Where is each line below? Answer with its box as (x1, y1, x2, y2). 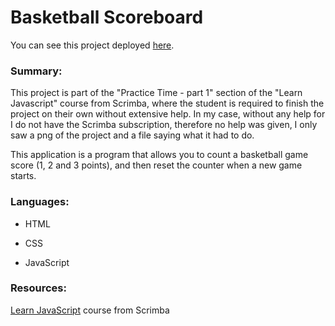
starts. (10, 170, 37, 182)
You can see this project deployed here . (10, 39, 175, 51)
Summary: (10, 64, 63, 78)
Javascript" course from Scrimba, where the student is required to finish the (10, 97, 325, 110)
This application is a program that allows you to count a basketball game (10, 149, 309, 161)
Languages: (10, 195, 70, 209)
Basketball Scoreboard (10, 6, 204, 29)
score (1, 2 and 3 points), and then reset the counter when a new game (10, 159, 303, 171)
